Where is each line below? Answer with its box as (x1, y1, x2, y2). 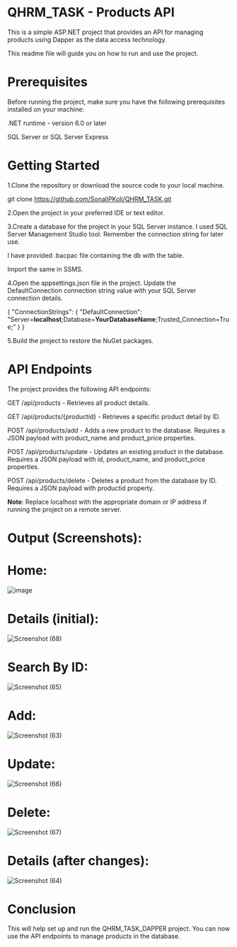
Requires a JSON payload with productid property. (7, 484, 154, 492)
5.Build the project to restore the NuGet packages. (7, 336, 154, 345)
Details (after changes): (7, 853, 150, 869)
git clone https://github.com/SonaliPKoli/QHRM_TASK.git (7, 195, 172, 203)
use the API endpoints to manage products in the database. (7, 932, 180, 941)
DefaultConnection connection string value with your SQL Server (7, 286, 197, 295)
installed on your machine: (7, 104, 85, 114)
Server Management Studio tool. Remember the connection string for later (7, 229, 224, 238)
